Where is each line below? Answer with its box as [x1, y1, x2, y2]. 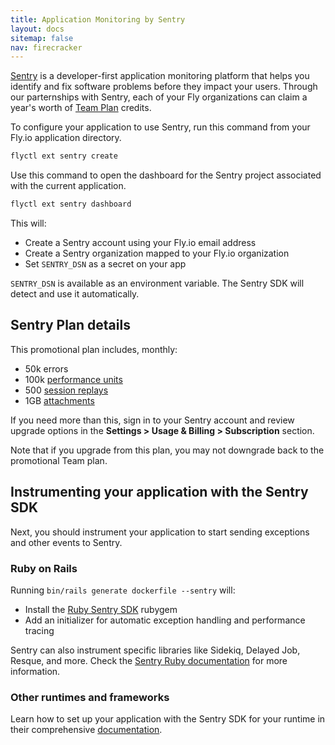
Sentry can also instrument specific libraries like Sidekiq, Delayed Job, [10, 644, 301, 656]
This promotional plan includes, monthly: [10, 343, 178, 355]
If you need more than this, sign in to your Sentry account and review [10, 414, 295, 426]
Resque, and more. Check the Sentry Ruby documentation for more [10, 654, 288, 666]
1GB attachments [24, 394, 95, 406]
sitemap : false [10, 33, 74, 43]
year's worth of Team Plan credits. [10, 102, 152, 114]
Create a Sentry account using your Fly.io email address [24, 237, 257, 248]
